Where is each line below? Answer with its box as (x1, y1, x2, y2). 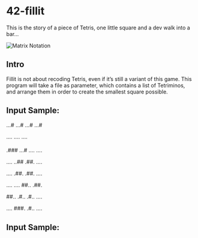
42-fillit (6, 4, 45, 18)
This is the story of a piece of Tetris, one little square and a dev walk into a (6, 24, 190, 31)
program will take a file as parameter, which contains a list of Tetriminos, (6, 82, 185, 89)
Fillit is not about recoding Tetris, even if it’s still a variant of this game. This (6, 75, 192, 82)
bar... (6, 30, 19, 37)
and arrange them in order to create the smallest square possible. (6, 88, 168, 95)
